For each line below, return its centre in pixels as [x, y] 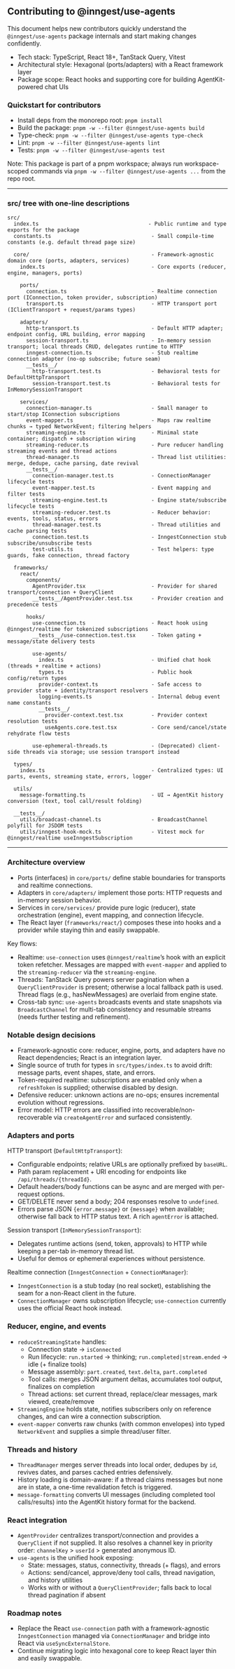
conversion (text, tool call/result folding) [74, 802]
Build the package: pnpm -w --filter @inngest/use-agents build [111, 128]
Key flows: [22, 943]
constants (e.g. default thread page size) [72, 242]
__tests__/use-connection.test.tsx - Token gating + [117, 636]
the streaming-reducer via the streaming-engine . [87, 972]
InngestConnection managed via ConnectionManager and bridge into [114, 1636]
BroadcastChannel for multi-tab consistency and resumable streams [114, 1009]
